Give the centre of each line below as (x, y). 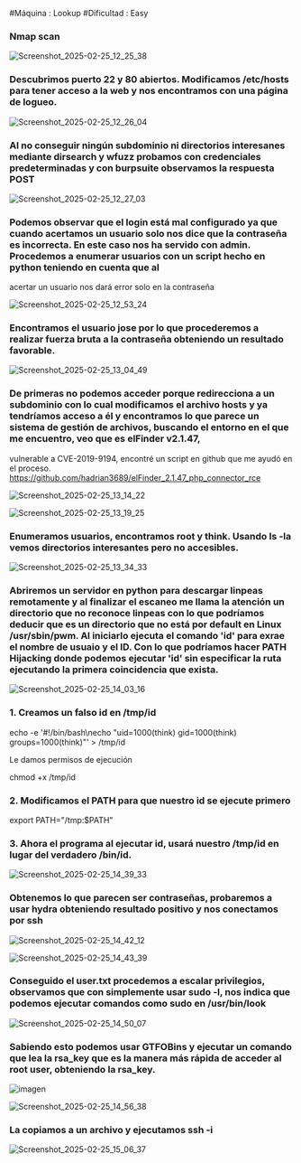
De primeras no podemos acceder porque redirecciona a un (142, 394)
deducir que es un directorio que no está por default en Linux (146, 624)
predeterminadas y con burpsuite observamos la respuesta (142, 168)
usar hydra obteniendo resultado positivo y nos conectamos (144, 909)
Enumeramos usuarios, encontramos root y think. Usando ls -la (150, 536)
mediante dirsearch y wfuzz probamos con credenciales (135, 156)
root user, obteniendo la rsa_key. (82, 1069)
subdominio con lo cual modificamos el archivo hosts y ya (139, 405)
